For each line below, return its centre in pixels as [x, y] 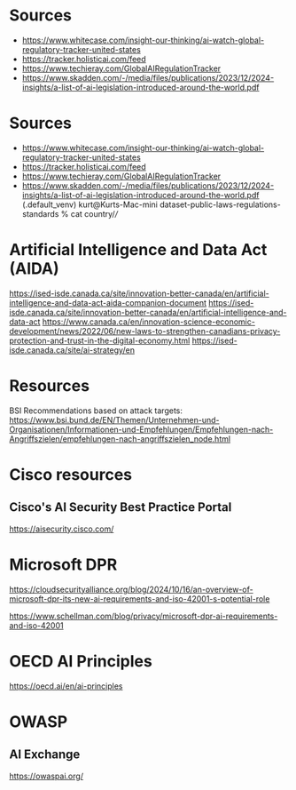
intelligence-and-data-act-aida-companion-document [108, 302]
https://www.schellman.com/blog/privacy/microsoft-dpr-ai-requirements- [144, 616]
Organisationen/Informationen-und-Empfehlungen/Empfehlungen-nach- [141, 429]
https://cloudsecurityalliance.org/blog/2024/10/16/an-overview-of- [132, 589]
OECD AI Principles [81, 661]
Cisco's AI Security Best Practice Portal [121, 507]
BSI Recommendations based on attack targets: [96, 411]
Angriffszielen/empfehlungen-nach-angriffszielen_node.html [120, 439]
